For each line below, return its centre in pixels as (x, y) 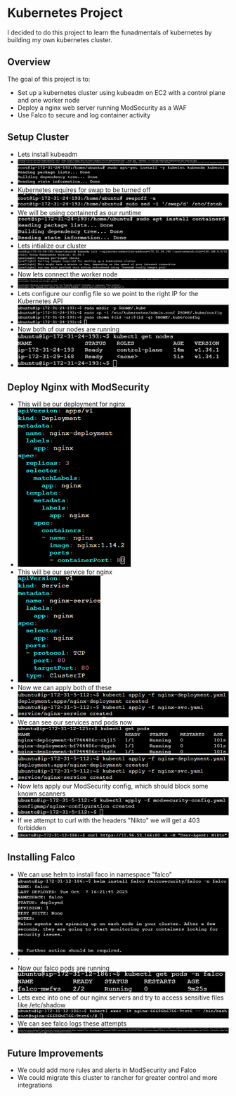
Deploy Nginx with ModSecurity (78, 387)
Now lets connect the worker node (67, 274)
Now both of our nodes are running (68, 329)
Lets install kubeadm (47, 154)
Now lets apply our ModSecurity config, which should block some (113, 786)
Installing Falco (41, 857)
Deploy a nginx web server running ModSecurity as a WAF (102, 108)
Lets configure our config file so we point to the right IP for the (108, 294)
